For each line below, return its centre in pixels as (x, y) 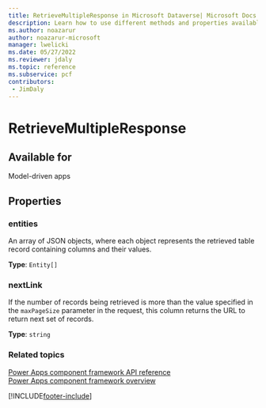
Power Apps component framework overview (82, 380)
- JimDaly (28, 89)
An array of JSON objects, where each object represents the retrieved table (131, 241)
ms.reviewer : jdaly (40, 60)
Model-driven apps (40, 176)
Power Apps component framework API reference (89, 372)
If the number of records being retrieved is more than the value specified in (131, 302)
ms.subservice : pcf (40, 74)
